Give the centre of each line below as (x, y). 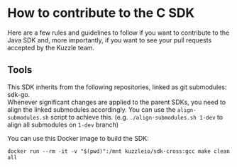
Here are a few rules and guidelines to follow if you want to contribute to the (118, 33)
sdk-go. (19, 94)
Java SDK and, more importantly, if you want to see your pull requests (110, 40)
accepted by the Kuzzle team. (51, 47)
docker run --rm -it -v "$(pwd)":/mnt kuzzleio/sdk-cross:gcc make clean (119, 151)
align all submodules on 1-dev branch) (63, 125)
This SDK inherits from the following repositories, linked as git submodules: (117, 87)
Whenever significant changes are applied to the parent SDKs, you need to (116, 102)
